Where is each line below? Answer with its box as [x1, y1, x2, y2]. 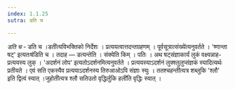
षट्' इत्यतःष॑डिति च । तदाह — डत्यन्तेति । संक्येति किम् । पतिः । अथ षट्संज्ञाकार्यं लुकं [7, 50, 200, 58]
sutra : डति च [7, 17, 43, 24]
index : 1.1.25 [7, 10, 49, 18]
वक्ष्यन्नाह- [201, 50, 222, 58]
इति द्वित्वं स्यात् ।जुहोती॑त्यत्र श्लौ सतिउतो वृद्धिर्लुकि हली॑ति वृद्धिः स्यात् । [7, 74, 162, 82]
